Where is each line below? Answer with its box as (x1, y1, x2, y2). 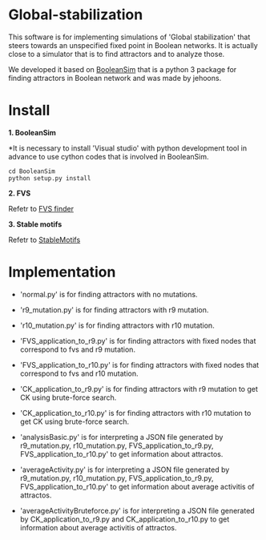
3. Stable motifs (8, 219, 62, 229)
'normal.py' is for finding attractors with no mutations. (19, 289, 198, 299)
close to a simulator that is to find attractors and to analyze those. (8, 49, 225, 58)
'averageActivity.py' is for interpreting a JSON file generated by (19, 465, 230, 474)
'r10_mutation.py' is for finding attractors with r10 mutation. (19, 320, 215, 330)
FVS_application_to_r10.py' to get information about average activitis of (19, 482, 255, 491)
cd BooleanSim (8, 167, 56, 175)
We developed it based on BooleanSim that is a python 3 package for (8, 64, 237, 74)
